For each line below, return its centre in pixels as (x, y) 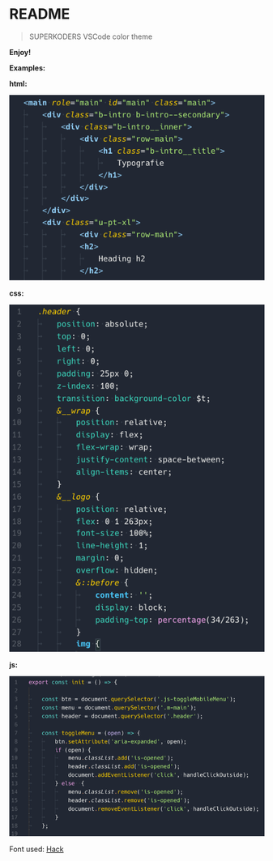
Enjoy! (20, 52)
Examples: (27, 68)
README (40, 14)
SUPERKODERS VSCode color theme (91, 36)
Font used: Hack (36, 849)
